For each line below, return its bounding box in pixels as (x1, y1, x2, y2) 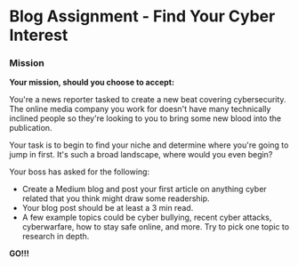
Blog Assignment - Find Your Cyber (9, 6, 276, 27)
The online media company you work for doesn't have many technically (9, 104, 271, 115)
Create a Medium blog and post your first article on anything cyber (21, 184, 267, 195)
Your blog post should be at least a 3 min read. (21, 203, 194, 214)
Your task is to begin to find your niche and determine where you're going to (9, 140, 289, 150)
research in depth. (21, 231, 90, 242)
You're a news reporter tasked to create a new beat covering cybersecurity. (9, 94, 286, 105)
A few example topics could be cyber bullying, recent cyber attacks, (21, 212, 272, 223)
